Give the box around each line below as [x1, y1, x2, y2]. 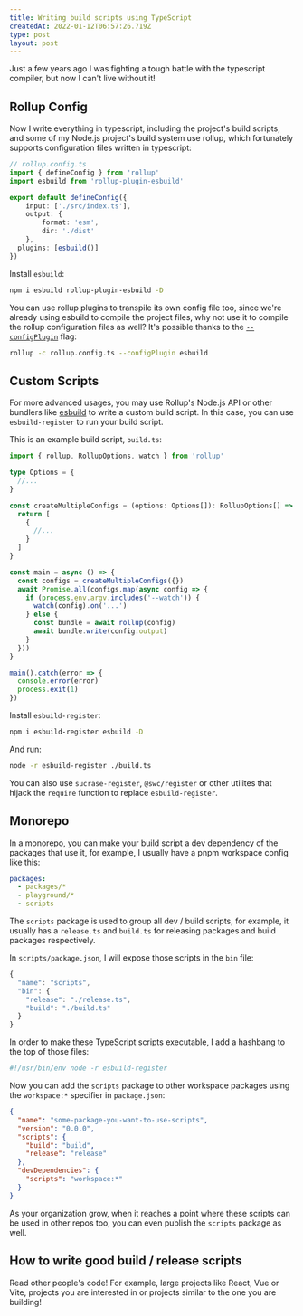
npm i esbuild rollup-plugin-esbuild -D [9, 286, 165, 295]
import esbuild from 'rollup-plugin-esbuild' [9, 176, 184, 185]
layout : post [9, 38, 59, 48]
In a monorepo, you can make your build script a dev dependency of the [9, 838, 279, 848]
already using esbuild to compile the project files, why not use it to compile [9, 311, 289, 322]
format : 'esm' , [42, 218, 99, 227]
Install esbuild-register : [9, 710, 101, 720]
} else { [25, 610, 59, 620]
